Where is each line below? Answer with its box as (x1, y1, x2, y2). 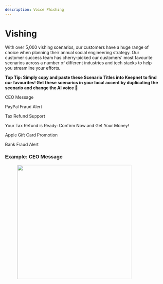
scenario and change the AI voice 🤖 (5, 85, 78, 91)
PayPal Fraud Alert (5, 103, 42, 110)
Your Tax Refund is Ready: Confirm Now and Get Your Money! (5, 122, 129, 128)
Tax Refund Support (5, 113, 45, 119)
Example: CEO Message (5, 153, 63, 160)
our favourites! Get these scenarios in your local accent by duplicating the (5, 79, 158, 85)
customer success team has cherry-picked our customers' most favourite (5, 55, 153, 60)
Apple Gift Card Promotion (5, 132, 58, 138)
